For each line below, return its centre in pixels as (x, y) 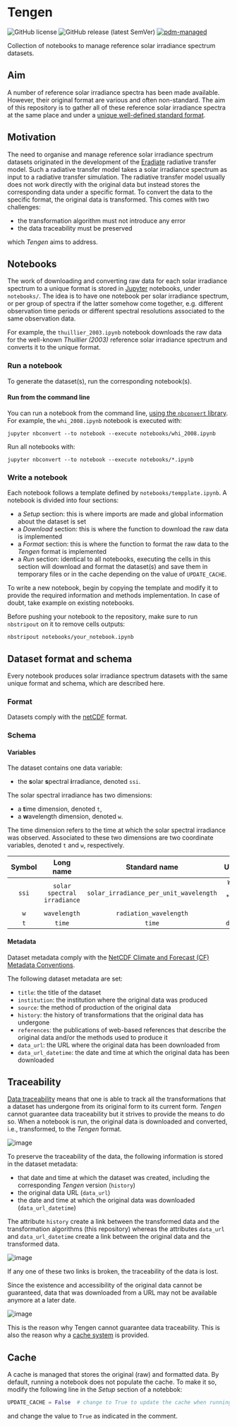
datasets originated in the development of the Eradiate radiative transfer (112, 162)
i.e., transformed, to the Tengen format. (65, 1129)
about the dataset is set (52, 521)
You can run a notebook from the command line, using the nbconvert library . (118, 413)
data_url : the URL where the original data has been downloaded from (119, 1045)
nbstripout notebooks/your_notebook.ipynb (71, 637)
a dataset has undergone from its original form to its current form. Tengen (115, 1107)
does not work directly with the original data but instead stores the (104, 184)
